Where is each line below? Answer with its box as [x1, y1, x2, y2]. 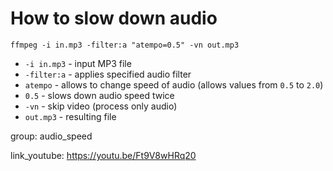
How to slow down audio [10, 7, 218, 30]
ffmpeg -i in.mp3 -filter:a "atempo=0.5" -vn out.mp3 [10, 40, 240, 50]
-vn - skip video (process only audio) [24, 100, 178, 112]
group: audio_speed [10, 130, 93, 142]
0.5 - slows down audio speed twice [24, 89, 175, 101]
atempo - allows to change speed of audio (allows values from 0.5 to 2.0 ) [24, 78, 324, 91]
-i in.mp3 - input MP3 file [24, 57, 132, 69]
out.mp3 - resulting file [24, 110, 117, 122]
